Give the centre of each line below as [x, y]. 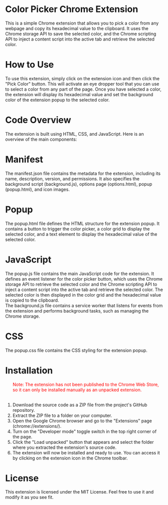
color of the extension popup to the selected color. [57, 100]
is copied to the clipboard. [32, 300]
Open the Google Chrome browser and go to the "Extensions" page [82, 421]
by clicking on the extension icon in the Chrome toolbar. [70, 458]
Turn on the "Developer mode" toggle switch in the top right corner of [85, 431]
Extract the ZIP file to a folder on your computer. [62, 415]
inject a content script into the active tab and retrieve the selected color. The [84, 290]
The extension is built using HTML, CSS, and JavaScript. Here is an [74, 134]
